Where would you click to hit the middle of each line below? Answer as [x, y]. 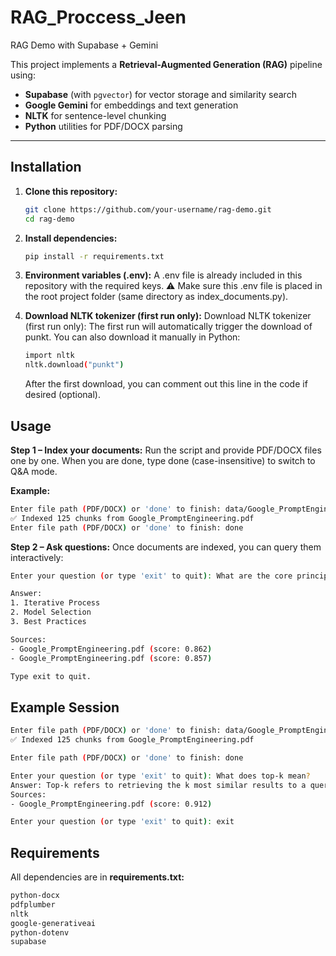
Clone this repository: [71, 191]
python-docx [35, 896]
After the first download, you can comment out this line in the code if [166, 384]
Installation [46, 167]
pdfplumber [33, 904]
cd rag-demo [49, 219]
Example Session [65, 707]
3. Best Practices [48, 622]
